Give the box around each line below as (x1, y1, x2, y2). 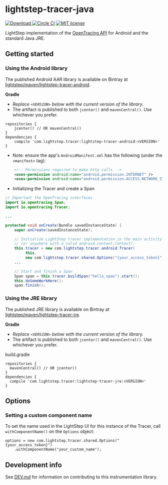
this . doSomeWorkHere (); (14, 278, 64, 283)
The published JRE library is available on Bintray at (5, 306, 110, 312)
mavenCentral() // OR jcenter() (9, 366, 77, 371)
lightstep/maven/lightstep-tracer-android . (5, 81, 91, 87)
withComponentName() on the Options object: (5, 428, 94, 435)
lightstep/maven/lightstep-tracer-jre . (5, 311, 80, 317)
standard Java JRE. (5, 35, 45, 41)
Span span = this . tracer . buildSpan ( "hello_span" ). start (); (14, 274, 140, 279)
